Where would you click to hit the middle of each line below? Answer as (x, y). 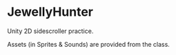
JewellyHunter (50, 12)
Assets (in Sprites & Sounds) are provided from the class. (89, 44)
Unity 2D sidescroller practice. (50, 31)
